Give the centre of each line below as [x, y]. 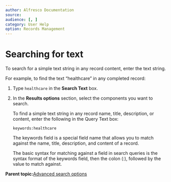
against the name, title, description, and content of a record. [76, 143]
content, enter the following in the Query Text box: [66, 119]
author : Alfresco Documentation [40, 10]
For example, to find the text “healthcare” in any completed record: [76, 78]
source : [14, 15]
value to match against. [37, 164]
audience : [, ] [21, 19]
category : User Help [27, 24]
